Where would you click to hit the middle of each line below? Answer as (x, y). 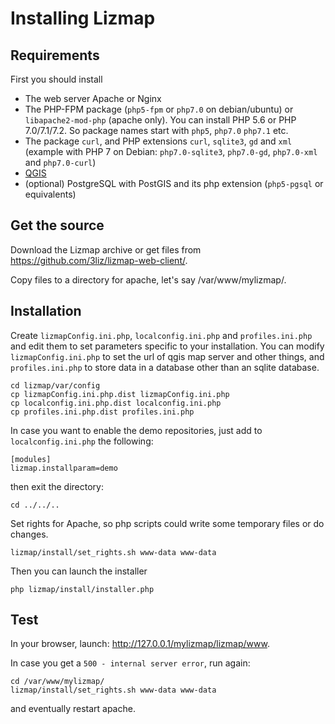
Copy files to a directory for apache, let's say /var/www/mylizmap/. (148, 279)
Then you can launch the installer (79, 571)
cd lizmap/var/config (55, 385)
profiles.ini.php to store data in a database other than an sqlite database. (165, 367)
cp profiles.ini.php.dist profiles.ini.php (102, 412)
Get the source (57, 225)
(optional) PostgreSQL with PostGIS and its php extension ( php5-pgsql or (174, 183)
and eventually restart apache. (73, 709)
